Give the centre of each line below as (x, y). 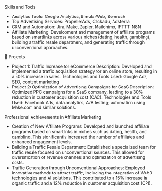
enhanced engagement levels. (42, 142)
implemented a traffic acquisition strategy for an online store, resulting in (84, 71)
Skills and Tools (20, 7)
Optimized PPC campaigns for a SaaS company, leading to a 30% (77, 92)
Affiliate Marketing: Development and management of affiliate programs (83, 32)
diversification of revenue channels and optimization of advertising (78, 157)
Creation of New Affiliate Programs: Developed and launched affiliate (81, 126)
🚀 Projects (15, 57)
